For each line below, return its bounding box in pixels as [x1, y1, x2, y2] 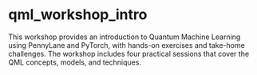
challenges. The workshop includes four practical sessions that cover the [8, 49, 250, 58]
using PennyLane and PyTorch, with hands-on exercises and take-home [8, 40, 245, 49]
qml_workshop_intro [8, 6, 148, 24]
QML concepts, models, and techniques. [8, 57, 142, 67]
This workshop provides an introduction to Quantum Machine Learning [8, 32, 241, 41]
